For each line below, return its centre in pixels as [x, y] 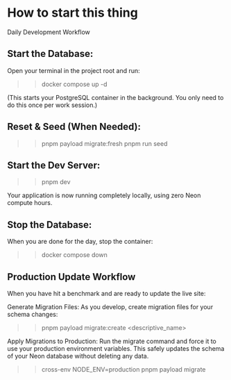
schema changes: [33, 314]
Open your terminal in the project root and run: [74, 70]
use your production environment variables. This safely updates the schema [116, 348]
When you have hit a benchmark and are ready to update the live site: [106, 294]
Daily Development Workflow [49, 32]
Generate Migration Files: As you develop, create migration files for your [110, 307]
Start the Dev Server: [54, 165]
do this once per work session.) [52, 105]
